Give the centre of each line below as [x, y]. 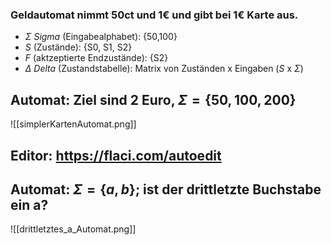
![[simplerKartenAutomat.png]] [73, 124]
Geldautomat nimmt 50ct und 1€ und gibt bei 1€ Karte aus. [154, 15]
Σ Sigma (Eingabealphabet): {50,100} [101, 37]
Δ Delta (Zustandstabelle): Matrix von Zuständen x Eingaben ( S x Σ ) [164, 69]
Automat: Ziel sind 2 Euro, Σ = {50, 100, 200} [153, 99]
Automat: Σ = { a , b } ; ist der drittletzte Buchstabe [166, 189]
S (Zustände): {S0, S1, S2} [78, 47]
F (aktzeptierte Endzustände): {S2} [96, 58]
